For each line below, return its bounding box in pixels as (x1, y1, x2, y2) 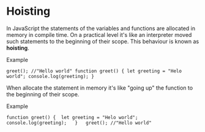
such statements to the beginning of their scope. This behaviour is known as (6, 37, 199, 45)
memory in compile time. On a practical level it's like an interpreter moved (6, 31, 192, 38)
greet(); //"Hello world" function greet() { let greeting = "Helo (6, 68, 182, 74)
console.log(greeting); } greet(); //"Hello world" (6, 120, 152, 126)
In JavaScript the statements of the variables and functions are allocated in (6, 25, 196, 32)
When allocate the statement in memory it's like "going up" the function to (6, 84, 193, 91)
